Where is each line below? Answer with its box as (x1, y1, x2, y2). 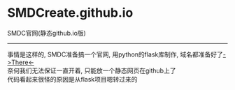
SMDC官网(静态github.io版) (7, 29, 86, 37)
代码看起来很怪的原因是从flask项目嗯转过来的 (7, 75, 138, 83)
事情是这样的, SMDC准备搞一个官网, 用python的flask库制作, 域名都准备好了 (7, 50, 224, 59)
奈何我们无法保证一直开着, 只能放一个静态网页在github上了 (7, 66, 176, 75)
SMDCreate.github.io (7, 5, 134, 21)
